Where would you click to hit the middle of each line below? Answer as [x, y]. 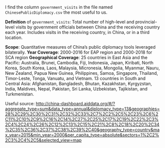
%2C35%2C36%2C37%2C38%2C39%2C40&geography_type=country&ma [82, 130]
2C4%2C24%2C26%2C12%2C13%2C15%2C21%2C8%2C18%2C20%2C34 [82, 124]
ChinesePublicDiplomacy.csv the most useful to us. [56, 12]
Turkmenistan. [20, 94]
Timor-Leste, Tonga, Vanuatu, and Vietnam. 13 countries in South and [75, 78]
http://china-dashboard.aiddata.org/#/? [76, 104]
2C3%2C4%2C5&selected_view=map [43, 140]
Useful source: [20, 104]
